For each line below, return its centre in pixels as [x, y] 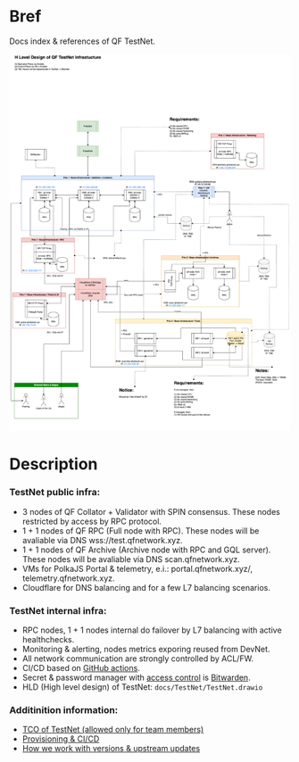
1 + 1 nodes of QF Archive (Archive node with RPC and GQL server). [146, 550]
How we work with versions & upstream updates [111, 749]
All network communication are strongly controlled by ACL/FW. [138, 658]
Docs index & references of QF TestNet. [83, 41]
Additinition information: [64, 709]
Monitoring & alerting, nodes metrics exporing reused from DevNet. [146, 649]
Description [54, 464]
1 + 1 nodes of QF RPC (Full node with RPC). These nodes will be [141, 530]
